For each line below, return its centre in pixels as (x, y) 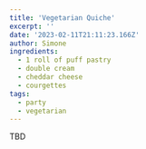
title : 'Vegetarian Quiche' (63, 18)
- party (32, 102)
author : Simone (38, 43)
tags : (19, 94)
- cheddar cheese (50, 77)
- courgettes (42, 85)
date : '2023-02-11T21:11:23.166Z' (75, 35)
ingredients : (34, 52)
